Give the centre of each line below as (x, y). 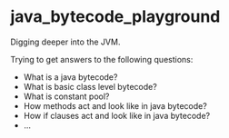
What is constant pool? (66, 96)
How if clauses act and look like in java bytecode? (117, 115)
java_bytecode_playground (115, 17)
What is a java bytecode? (70, 77)
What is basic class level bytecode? (90, 86)
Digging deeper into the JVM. (65, 42)
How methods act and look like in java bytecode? (115, 105)
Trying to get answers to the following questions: (102, 59)
